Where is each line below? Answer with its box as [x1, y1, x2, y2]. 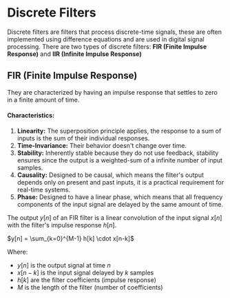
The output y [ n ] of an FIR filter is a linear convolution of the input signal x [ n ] [7, 213, 222, 222]
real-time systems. [17, 185, 71, 194]
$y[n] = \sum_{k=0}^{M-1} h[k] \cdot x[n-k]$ [7, 234, 134, 243]
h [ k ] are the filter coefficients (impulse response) [17, 275, 157, 284]
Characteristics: [7, 111, 55, 120]
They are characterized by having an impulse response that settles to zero [7, 88, 218, 96]
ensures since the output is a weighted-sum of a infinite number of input [17, 156, 222, 164]
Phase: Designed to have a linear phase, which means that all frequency [17, 192, 223, 201]
